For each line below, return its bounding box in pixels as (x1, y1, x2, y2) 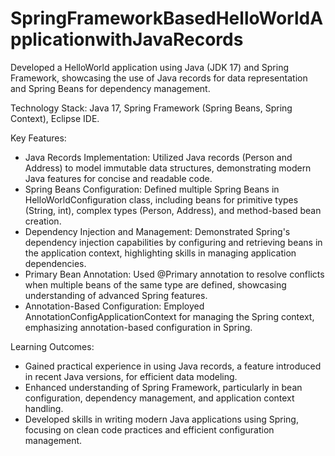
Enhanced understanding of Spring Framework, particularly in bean (24, 381, 303, 393)
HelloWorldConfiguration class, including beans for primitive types (24, 193, 299, 206)
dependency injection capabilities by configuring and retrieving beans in (24, 236, 323, 248)
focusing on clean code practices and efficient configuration (24, 423, 275, 436)
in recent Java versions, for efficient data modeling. (24, 370, 238, 382)
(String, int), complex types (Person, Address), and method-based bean (24, 204, 322, 216)
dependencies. (24, 257, 87, 269)
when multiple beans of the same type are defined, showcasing (24, 278, 287, 291)
